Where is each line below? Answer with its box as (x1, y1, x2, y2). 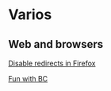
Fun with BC (8, 74, 48, 83)
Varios (8, 6, 52, 24)
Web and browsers (8, 38, 104, 51)
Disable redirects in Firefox (8, 58, 96, 68)
